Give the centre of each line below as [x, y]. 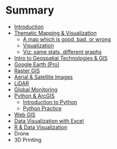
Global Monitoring [36, 89]
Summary [30, 10]
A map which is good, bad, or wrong [67, 39]
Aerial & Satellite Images [43, 77]
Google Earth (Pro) [37, 64]
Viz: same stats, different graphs [62, 51]
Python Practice [42, 108]
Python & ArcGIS [34, 96]
